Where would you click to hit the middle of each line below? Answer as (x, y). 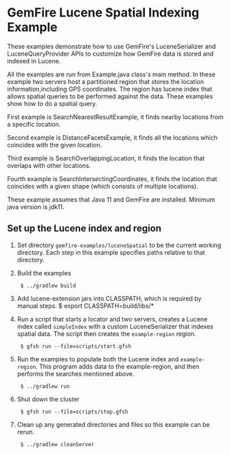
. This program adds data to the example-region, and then (117, 366)
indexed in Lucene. (34, 61)
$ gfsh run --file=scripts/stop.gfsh (74, 412)
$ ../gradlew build (48, 286)
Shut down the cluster (48, 399)
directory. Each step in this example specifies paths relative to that (111, 252)
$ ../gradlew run (45, 386)
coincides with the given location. (55, 145)
